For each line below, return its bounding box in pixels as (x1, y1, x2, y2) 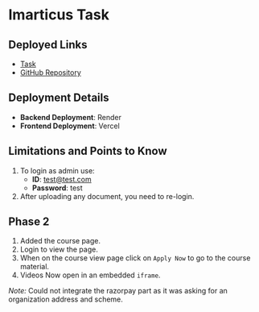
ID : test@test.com (31, 174, 92, 184)
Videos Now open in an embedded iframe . (19, 270, 161, 280)
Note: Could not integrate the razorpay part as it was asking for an (8, 286, 228, 296)
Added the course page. (19, 236, 101, 246)
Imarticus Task (8, 6, 110, 24)
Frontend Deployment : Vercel (19, 121, 121, 131)
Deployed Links (8, 38, 88, 52)
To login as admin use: (19, 165, 95, 175)
